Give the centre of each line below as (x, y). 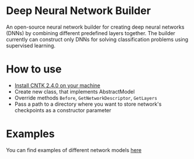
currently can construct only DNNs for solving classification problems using (97, 39)
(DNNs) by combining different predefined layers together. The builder (91, 33)
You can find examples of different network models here (74, 150)
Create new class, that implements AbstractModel (75, 91)
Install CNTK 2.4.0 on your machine (57, 85)
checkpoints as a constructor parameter (63, 110)
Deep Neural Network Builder (78, 11)
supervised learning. (31, 46)
